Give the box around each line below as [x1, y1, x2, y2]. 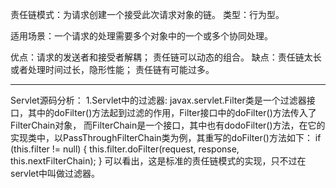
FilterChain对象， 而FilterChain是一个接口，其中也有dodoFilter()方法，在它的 [10, 119, 326, 131]
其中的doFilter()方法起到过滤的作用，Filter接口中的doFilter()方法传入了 [27, 107, 317, 118]
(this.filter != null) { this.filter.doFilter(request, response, [10, 143, 240, 155]
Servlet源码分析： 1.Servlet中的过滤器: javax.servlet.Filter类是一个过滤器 [10, 94, 307, 106]
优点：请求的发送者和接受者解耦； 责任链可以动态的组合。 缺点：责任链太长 [10, 51, 322, 63]
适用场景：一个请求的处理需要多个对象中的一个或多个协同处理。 [10, 30, 273, 42]
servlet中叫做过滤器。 [10, 168, 101, 179]
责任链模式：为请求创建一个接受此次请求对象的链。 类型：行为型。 [10, 9, 285, 20]
